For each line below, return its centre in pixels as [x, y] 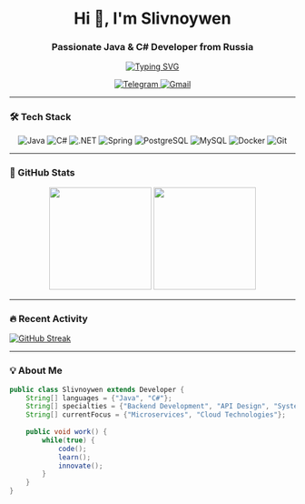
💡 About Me [36, 370]
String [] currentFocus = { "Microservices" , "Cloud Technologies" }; [156, 415]
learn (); [74, 457]
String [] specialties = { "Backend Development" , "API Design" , [148, 407]
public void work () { [66, 432]
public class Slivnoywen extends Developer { [97, 389]
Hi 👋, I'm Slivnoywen [152, 19]
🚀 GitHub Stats [42, 172]
